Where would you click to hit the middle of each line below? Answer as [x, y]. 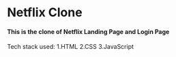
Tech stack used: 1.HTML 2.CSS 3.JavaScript [71, 47]
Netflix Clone [45, 13]
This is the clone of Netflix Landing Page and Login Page [88, 31]
